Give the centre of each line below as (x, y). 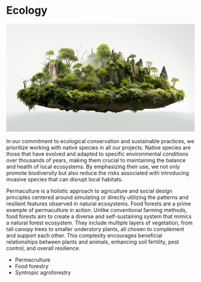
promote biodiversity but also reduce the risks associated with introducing (98, 173)
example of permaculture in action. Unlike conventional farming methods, (97, 210)
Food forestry (32, 266)
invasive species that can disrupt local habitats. (65, 179)
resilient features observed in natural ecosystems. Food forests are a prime (99, 204)
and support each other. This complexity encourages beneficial (84, 235)
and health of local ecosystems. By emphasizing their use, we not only (93, 166)
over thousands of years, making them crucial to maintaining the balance (96, 160)
